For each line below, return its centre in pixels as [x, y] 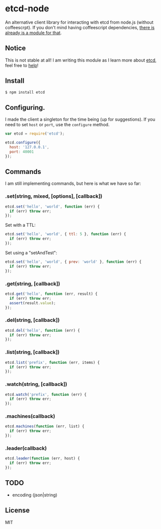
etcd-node [27, 9]
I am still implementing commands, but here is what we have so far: [73, 183]
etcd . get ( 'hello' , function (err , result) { [51, 294]
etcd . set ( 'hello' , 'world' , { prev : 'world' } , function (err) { [73, 262]
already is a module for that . [34, 33]
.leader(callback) [26, 448]
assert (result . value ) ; [33, 303]
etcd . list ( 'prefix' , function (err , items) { [52, 362]
